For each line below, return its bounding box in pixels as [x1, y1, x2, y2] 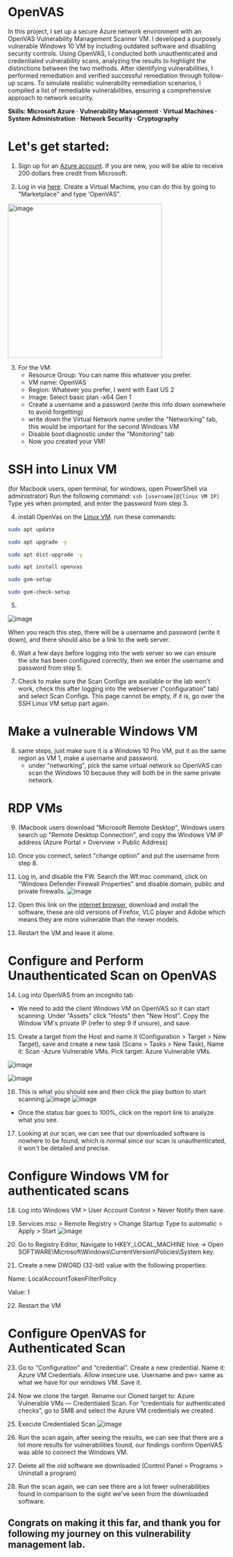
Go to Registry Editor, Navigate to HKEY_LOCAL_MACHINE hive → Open [17, 1240, 224, 1248]
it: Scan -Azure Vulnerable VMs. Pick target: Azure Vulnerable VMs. [17, 1047, 212, 1055]
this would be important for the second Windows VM [28, 422, 180, 430]
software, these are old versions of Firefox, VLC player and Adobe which [17, 907, 226, 916]
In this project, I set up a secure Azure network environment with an [8, 27, 202, 35]
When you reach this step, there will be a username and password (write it [8, 628, 221, 637]
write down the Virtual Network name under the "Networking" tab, [28, 414, 218, 423]
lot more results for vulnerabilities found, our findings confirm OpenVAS [17, 1440, 223, 1449]
